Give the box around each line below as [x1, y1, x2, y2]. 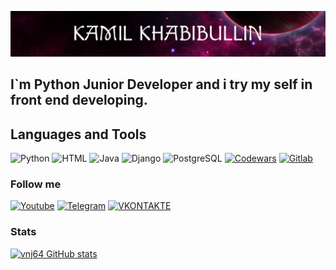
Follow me [10, 177, 62, 191]
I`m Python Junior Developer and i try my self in [10, 76, 313, 93]
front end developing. [10, 92, 148, 109]
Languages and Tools [10, 126, 147, 143]
